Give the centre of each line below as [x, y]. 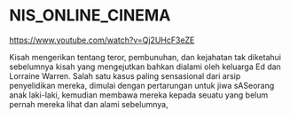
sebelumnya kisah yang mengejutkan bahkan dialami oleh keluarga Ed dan [145, 67]
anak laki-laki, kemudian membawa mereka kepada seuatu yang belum [139, 95]
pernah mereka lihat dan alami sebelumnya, [89, 104]
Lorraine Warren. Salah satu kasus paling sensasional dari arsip [125, 75]
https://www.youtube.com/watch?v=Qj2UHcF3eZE [102, 40]
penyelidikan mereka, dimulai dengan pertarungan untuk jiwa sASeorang [142, 85]
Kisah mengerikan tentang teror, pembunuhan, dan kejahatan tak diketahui [145, 57]
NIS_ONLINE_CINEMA [90, 16]
